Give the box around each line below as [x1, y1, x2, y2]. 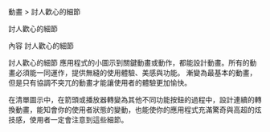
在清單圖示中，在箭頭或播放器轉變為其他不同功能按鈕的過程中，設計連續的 [8, 95, 255, 104]
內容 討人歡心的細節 [8, 41, 74, 50]
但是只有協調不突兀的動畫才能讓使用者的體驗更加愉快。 [8, 78, 191, 87]
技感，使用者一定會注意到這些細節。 [8, 115, 129, 124]
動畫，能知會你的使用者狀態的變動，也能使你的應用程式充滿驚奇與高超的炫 [14, 105, 262, 114]
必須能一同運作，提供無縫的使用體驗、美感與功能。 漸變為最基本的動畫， [14, 68, 257, 78]
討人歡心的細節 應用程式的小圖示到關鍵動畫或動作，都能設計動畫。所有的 [8, 58, 250, 67]
